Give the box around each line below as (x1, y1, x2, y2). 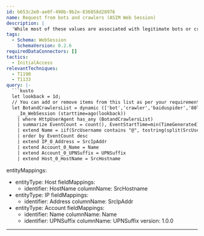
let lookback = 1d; (12, 93, 61, 99)
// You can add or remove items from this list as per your (12, 99, 167, 105)
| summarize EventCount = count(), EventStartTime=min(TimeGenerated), (17, 122, 202, 128)
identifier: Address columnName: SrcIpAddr (24, 198, 134, 205)
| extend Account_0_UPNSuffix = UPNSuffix (17, 150, 126, 156)
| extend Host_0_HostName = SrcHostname (17, 155, 121, 161)
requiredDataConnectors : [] (6, 49, 78, 55)
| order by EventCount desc (17, 133, 88, 140)
